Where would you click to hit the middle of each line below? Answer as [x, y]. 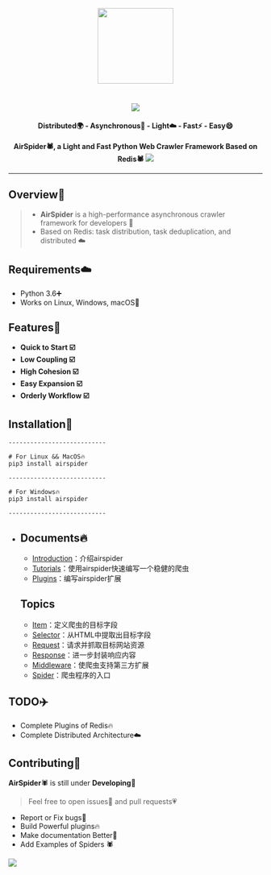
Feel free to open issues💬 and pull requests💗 [102, 802]
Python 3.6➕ [41, 293]
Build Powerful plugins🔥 [60, 827]
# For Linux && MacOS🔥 [47, 457]
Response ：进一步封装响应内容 [84, 655]
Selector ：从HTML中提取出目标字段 [92, 634]
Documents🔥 [54, 538]
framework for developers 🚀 [87, 222]
